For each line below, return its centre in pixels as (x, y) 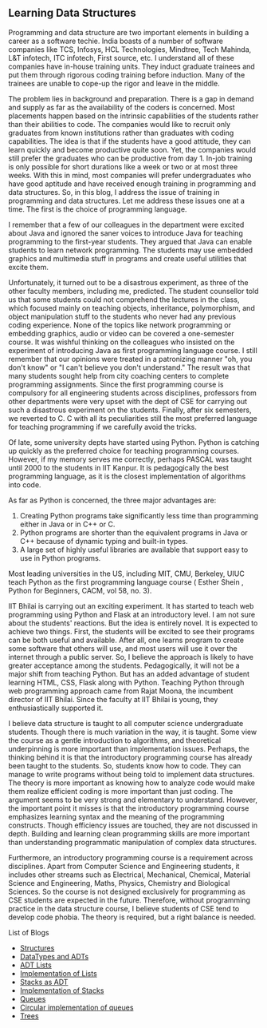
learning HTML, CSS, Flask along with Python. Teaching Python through (126, 682)
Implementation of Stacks (62, 990)
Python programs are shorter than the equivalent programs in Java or (134, 532)
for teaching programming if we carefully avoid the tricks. (102, 427)
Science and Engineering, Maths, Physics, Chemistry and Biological (119, 883)
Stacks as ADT (44, 982)
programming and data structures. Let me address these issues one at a (127, 200)
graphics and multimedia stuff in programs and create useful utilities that (128, 258)
